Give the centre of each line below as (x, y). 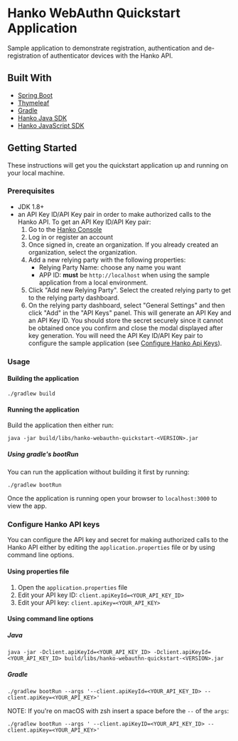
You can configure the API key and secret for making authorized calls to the (118, 540)
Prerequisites (31, 191)
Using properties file (38, 571)
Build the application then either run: (60, 425)
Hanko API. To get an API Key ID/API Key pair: (84, 222)
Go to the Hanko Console (65, 229)
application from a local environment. (93, 282)
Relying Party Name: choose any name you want (110, 267)
